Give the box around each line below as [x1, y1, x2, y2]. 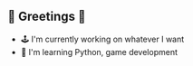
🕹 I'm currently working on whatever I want [20, 33, 185, 44]
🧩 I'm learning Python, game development [20, 46, 178, 57]
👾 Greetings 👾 [7, 9, 86, 24]
